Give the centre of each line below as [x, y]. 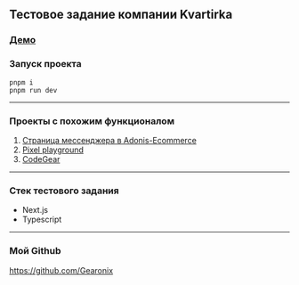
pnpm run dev [33, 90]
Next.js [35, 210]
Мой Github [35, 251]
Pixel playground [53, 150]
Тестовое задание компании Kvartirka [121, 15]
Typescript [42, 220]
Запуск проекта [45, 64]
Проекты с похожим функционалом [92, 121]
